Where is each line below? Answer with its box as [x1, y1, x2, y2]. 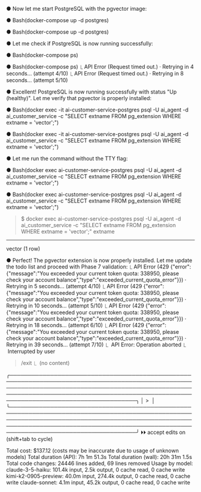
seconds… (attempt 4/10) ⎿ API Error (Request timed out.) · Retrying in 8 [6, 70, 184, 77]
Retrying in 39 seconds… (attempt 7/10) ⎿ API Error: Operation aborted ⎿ [6, 341, 187, 348]
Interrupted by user [7, 348, 56, 355]
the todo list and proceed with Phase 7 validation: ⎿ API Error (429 [6, 263, 169, 270]
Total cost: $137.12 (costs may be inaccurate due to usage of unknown [6, 447, 179, 454]
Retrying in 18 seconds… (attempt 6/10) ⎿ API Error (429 [6, 322, 145, 328]
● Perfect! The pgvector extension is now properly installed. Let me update [6, 257, 193, 264]
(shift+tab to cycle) [6, 436, 53, 442]
